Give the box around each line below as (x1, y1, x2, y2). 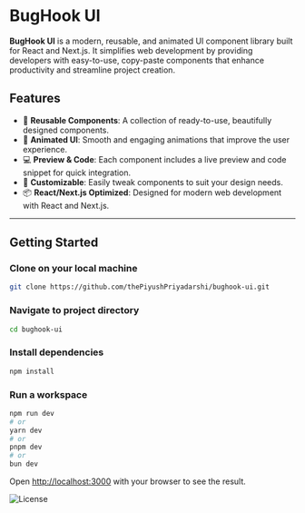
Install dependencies (9, 346, 104, 359)
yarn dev (9, 426, 43, 435)
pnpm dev (9, 442, 43, 452)
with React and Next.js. (22, 200, 110, 211)
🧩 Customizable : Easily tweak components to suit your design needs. (22, 176, 283, 187)
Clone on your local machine (9, 262, 138, 275)
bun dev (9, 459, 39, 469)
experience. (22, 143, 68, 154)
